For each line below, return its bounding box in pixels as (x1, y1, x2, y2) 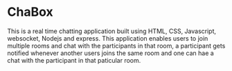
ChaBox (7, 4, 53, 20)
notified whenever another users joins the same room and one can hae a (7, 49, 215, 57)
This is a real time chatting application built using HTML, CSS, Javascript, (7, 27, 217, 35)
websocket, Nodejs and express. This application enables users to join (7, 34, 208, 42)
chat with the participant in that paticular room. (7, 56, 141, 64)
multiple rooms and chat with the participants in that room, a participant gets (7, 41, 226, 50)
